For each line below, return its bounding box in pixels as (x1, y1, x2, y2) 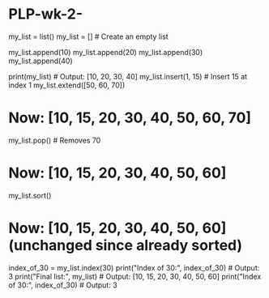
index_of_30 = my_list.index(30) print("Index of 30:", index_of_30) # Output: (8, 262, 260, 272)
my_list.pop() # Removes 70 (8, 135, 101, 145)
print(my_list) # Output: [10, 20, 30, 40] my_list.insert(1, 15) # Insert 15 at (8, 71, 248, 81)
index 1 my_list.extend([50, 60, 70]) (8, 80, 126, 90)
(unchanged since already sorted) (8, 236, 243, 254)
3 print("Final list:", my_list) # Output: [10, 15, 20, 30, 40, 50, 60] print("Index (8, 271, 262, 281)
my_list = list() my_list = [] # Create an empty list (8, 32, 169, 41)
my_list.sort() (8, 190, 52, 200)
